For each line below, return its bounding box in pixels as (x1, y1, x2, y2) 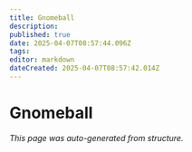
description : (9, 22, 59, 31)
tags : (9, 47, 30, 56)
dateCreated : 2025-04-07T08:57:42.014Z (9, 64, 160, 73)
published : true (9, 30, 71, 39)
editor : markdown (9, 55, 75, 64)
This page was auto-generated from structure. (9, 132, 184, 143)
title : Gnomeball (9, 13, 75, 23)
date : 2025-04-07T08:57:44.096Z (9, 38, 131, 48)
